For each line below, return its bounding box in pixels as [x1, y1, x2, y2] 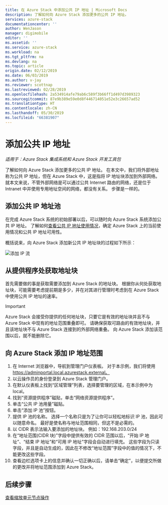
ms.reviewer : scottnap [5, 82, 53, 87]
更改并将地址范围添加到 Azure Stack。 [17, 464, 96, 470]
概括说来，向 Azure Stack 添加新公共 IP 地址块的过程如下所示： [5, 239, 136, 245]
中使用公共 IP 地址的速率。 [5, 293, 60, 299]
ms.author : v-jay [5, 78, 42, 83]
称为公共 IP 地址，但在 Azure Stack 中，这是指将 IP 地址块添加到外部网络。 [5, 173, 160, 179]
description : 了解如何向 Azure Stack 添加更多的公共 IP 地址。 [5, 12, 129, 17]
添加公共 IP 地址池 [5, 202, 61, 211]
